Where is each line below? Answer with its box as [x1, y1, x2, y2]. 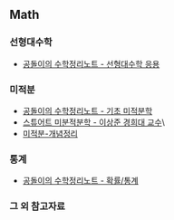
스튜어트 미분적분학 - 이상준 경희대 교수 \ [22, 117, 165, 128]
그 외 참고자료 [9, 200, 66, 213]
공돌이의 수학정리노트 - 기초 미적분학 [22, 105, 153, 116]
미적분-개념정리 [22, 128, 79, 139]
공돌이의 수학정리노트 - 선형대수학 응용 [22, 58, 160, 69]
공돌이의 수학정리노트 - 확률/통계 [22, 176, 139, 187]
